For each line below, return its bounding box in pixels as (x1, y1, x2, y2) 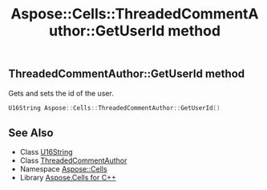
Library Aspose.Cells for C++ (19, 173, 116, 183)
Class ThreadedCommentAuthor (19, 156, 127, 165)
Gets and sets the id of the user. (8, 88, 114, 98)
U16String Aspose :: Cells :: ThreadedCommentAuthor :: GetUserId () (8, 103, 220, 112)
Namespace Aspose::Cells (19, 164, 107, 174)
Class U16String (19, 148, 74, 157)
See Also (8, 126, 54, 139)
